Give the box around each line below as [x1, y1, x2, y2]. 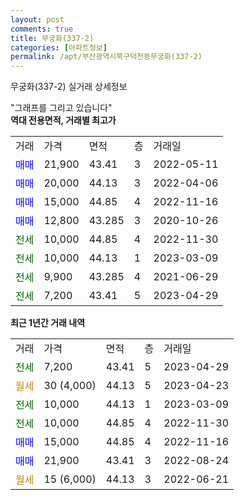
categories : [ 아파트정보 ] [10, 42, 108, 53]
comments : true [10, 24, 74, 34]
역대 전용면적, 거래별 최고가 [10, 114, 117, 126]
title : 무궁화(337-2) [10, 33, 95, 43]
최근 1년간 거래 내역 [10, 317, 86, 329]
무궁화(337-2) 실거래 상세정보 [10, 81, 128, 93]
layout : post [10, 14, 65, 25]
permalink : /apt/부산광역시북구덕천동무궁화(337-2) [10, 52, 203, 62]
